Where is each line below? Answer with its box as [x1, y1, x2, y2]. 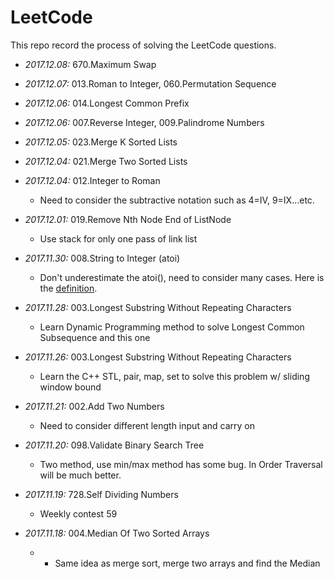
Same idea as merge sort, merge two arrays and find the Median [54, 557, 321, 569]
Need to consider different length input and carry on [39, 419, 255, 431]
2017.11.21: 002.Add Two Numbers [24, 400, 165, 412]
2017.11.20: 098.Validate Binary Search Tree [24, 439, 205, 451]
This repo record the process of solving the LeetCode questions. [10, 39, 277, 51]
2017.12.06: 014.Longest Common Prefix [24, 97, 190, 109]
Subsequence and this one [39, 331, 151, 343]
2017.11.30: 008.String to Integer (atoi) [24, 252, 181, 264]
